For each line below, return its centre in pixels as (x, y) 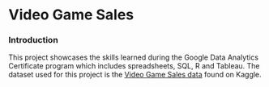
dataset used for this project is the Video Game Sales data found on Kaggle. (135, 75)
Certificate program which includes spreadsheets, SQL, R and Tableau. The (134, 66)
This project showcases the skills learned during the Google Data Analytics (134, 57)
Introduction (33, 40)
